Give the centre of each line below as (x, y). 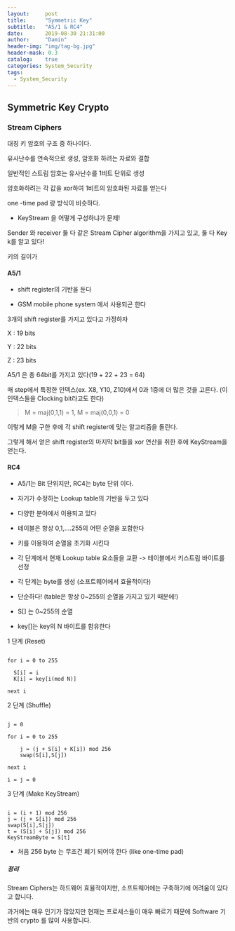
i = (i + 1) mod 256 (38, 813)
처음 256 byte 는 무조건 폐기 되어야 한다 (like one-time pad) (101, 852)
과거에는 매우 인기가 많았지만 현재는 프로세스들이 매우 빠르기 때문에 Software (113, 911)
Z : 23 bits (22, 360)
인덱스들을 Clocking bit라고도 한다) (56, 399)
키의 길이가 (22, 257)
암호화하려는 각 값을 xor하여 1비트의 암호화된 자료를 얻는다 (87, 188)
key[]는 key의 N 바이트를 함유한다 (64, 626)
